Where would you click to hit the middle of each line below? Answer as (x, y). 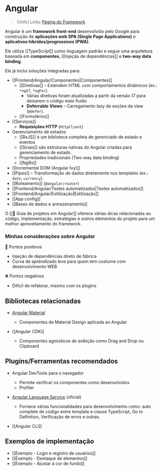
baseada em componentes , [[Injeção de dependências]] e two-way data (78, 56)
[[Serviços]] (24, 121)
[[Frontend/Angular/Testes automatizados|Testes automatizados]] (78, 188)
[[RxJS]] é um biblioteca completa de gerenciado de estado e (81, 137)
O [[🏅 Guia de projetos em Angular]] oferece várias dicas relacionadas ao (78, 213)
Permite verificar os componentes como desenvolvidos (74, 382)
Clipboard (29, 346)
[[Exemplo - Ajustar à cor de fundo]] (48, 463)
